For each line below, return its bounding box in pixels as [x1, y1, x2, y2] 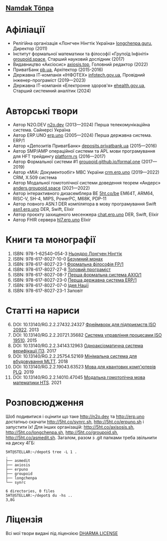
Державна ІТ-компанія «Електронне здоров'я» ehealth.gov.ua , [12, 83, 146, 89]
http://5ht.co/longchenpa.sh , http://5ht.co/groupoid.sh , [5, 430, 119, 436]
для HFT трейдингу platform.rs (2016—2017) [12, 154, 106, 160]
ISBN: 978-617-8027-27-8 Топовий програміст [12, 267, 111, 272]
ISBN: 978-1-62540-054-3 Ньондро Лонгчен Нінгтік [12, 251, 122, 257]
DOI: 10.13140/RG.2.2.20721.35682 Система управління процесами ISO [12, 332, 162, 338]
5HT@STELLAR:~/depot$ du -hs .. [5, 493, 73, 498]
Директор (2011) [12, 46, 48, 52]
